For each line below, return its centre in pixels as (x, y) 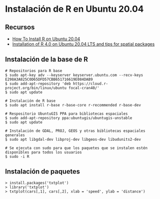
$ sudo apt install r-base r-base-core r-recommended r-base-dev (73, 105)
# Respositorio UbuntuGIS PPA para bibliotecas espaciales (67, 114)
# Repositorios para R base (34, 71)
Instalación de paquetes (43, 172)
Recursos (20, 27)
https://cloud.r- (91, 84)
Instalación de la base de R (46, 60)
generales (15, 135)
